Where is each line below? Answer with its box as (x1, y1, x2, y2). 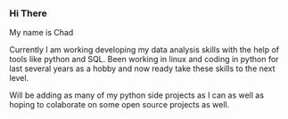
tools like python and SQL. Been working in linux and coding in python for (9, 54, 279, 65)
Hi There (9, 7, 47, 20)
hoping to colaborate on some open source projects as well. (9, 99, 230, 110)
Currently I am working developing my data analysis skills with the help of (9, 44, 280, 55)
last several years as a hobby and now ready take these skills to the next (9, 63, 276, 74)
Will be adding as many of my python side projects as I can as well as (9, 90, 265, 100)
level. (9, 73, 29, 83)
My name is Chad (9, 28, 74, 38)
